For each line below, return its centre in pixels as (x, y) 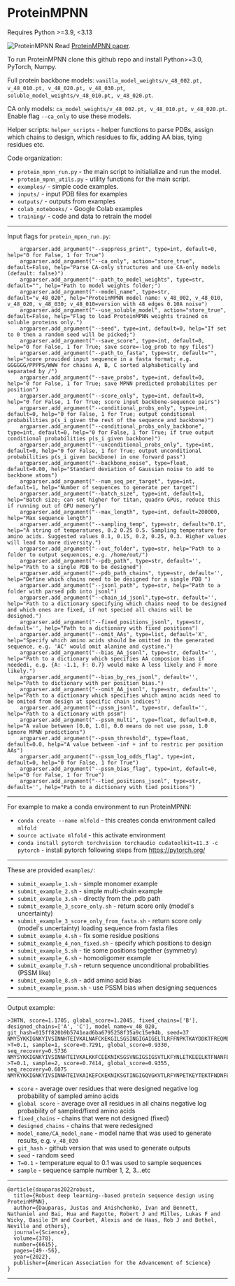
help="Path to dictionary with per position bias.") (86, 683)
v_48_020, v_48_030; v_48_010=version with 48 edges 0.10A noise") (108, 304)
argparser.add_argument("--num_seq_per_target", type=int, (108, 481)
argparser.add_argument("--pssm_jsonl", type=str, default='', (114, 707)
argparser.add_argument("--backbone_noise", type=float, (105, 463)
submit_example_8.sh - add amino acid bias (79, 980)
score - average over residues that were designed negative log (108, 1088)
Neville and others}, (39, 1226)
